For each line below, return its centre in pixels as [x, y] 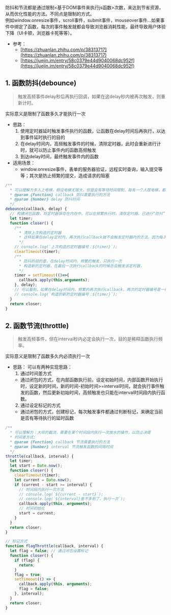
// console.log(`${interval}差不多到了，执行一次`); [72, 499]
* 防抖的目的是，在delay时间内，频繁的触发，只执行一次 [70, 261]
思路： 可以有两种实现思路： [42, 367]
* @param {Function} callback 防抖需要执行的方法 [60, 195]
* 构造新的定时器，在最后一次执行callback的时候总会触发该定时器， [81, 266]
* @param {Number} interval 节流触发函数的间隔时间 [62, 447]
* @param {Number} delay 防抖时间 [45, 200]
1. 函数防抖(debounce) [41, 83]
